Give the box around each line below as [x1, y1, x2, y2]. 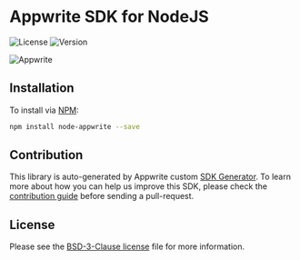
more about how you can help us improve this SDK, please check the [9, 181, 268, 192]
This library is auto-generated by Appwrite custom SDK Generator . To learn [9, 171, 291, 183]
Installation [9, 80, 75, 96]
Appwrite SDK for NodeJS [9, 6, 209, 27]
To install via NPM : [9, 105, 79, 115]
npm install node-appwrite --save [9, 122, 141, 131]
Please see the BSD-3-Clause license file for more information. [9, 241, 245, 252]
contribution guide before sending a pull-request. [9, 191, 195, 202]
